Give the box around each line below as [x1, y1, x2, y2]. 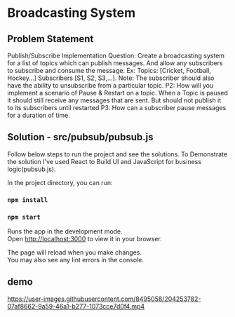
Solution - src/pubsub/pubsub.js [7, 131, 154, 143]
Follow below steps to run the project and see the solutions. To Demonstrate [7, 149, 228, 158]
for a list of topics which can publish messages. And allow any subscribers [7, 59, 223, 67]
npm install [7, 196, 48, 204]
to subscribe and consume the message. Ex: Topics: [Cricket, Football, [7, 67, 212, 74]
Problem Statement [7, 33, 94, 45]
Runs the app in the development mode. [7, 227, 123, 236]
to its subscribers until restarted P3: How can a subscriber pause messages [7, 104, 227, 112]
